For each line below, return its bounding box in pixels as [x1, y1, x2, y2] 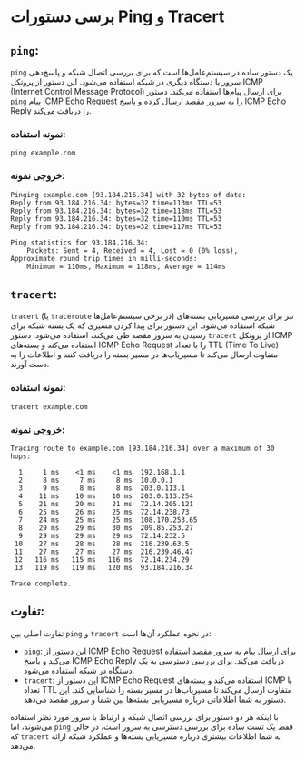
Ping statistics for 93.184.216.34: [10, 238, 149, 247]
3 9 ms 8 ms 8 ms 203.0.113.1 [18, 484, 185, 493]
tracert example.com [10, 402, 89, 411]
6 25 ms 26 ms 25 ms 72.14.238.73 [18, 507, 190, 516]
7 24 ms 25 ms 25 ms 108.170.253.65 [18, 515, 198, 525]
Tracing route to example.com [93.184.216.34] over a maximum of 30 [10, 444, 275, 453]
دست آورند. [10, 359, 50, 370]
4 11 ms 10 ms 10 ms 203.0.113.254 [18, 492, 194, 501]
